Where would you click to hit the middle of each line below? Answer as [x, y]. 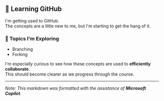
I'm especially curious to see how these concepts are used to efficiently [78, 64]
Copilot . [13, 94]
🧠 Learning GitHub [33, 9]
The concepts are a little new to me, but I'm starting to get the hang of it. [78, 26]
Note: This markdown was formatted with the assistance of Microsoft [76, 88]
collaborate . [18, 69]
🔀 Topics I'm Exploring [32, 39]
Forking [20, 55]
